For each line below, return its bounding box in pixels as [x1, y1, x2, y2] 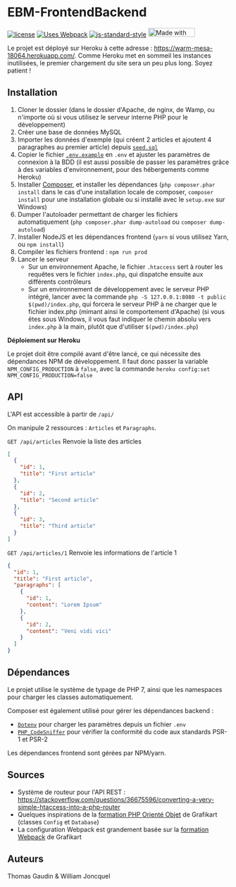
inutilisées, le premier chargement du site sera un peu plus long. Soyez [7, 58, 213, 67]
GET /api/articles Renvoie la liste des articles [7, 437, 142, 446]
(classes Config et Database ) [17, 817, 100, 826]
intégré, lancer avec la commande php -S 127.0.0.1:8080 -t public [27, 292, 227, 301]
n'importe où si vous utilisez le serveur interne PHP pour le [17, 113, 189, 121]
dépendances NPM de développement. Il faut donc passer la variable [7, 357, 209, 365]
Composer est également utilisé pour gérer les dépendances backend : [7, 706, 213, 715]
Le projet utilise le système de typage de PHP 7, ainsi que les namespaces [7, 685, 223, 693]
